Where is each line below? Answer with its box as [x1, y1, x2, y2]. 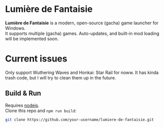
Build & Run [5, 89, 41, 98]
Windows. [5, 25, 26, 31]
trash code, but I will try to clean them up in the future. [5, 74, 116, 80]
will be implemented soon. [5, 36, 59, 42]
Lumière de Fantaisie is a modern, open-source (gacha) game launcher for [5, 20, 159, 26]
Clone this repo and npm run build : [5, 108, 77, 114]
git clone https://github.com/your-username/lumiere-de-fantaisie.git [5, 117, 154, 122]
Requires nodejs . [5, 102, 40, 108]
